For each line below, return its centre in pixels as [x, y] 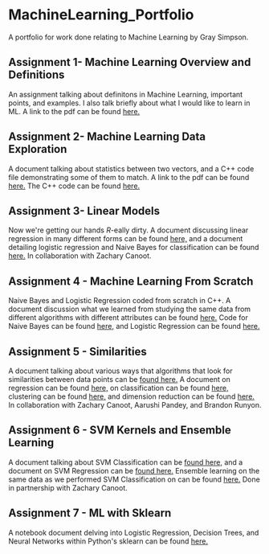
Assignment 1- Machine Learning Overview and [130, 62]
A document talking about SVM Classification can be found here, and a [126, 462]
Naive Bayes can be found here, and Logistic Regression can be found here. [134, 326]
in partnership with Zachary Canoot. [68, 487]
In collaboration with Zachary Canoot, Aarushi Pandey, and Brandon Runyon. [135, 405]
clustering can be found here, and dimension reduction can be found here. [132, 396]
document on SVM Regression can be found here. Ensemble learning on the [134, 470]
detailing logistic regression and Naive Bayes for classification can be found [134, 248]
